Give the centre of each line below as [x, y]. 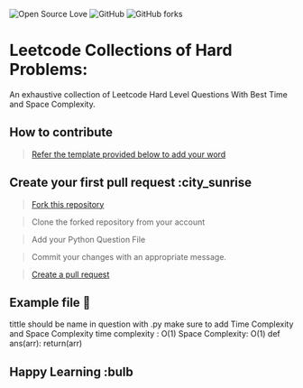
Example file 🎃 [50, 302]
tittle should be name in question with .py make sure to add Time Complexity [151, 324]
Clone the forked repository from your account [118, 222]
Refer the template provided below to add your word [129, 154]
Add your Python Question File [88, 239]
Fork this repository [68, 204]
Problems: [49, 70]
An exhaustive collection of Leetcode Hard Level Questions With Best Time [149, 94]
